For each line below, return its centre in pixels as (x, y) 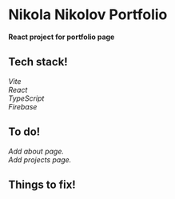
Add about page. (36, 151)
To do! (24, 132)
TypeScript (26, 98)
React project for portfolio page (62, 37)
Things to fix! (42, 184)
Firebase (23, 106)
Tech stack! (38, 62)
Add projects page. (40, 159)
